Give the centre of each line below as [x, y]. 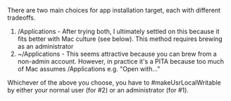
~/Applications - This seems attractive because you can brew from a [117, 54]
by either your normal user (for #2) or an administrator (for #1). [98, 90]
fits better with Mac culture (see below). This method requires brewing [120, 39]
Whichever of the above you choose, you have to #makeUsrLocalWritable [114, 83]
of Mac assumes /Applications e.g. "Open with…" [89, 69]
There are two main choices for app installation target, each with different [114, 10]
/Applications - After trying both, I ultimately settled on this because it [118, 31]
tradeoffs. [21, 18]
